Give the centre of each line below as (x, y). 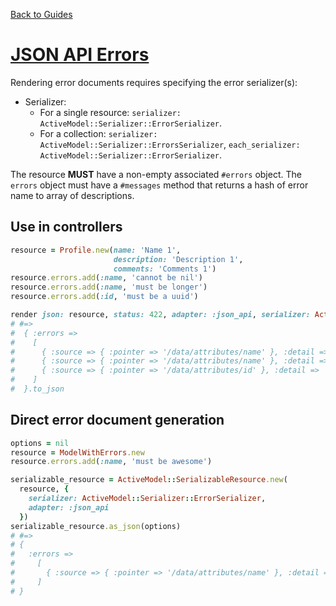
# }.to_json (37, 389)
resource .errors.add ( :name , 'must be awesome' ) (111, 462)
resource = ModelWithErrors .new (77, 452)
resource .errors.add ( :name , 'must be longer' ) (109, 287)
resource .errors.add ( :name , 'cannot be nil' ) (106, 278)
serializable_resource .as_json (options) (96, 526)
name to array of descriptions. (72, 195)
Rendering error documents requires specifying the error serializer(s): (154, 82)
